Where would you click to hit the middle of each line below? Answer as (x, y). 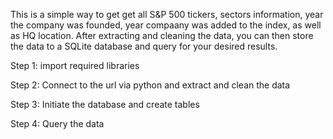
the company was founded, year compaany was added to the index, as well (166, 25)
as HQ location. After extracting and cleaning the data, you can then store (162, 35)
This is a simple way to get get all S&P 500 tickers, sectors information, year (167, 14)
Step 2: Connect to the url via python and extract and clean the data (150, 85)
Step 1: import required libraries (75, 65)
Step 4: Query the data (57, 123)
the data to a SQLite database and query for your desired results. (144, 46)
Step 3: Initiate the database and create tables (105, 104)
